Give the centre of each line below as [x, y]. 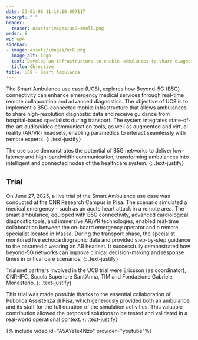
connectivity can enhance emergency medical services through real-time [95, 95]
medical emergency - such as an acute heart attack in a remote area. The [95, 209]
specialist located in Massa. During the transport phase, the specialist [91, 234]
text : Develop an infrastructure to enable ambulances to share [92, 61]
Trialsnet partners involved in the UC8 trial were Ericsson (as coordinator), [96, 270]
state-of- [180, 120]
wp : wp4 [16, 39]
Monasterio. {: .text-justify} [39, 283]
